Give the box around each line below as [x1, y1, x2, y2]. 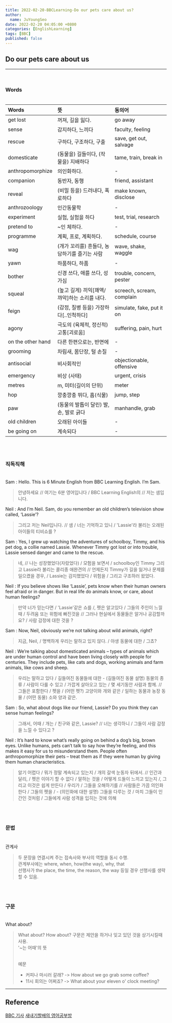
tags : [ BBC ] [5, 31, 31, 36]
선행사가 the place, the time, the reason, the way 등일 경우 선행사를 [17, 867, 156, 873]
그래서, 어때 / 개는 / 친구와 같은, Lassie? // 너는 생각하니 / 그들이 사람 [17, 721, 156, 727]
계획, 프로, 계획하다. [57, 233, 102, 240]
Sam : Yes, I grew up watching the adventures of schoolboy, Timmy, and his [5, 539, 165, 545]
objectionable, [114, 357, 149, 364]
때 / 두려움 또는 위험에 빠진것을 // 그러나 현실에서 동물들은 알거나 [17, 611, 147, 617]
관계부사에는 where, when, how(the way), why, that [17, 860, 125, 867]
